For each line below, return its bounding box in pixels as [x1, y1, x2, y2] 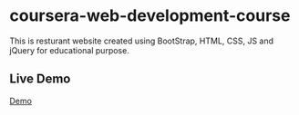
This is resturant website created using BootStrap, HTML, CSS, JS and [9, 35, 274, 46]
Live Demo [9, 72, 71, 87]
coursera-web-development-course [9, 5, 291, 26]
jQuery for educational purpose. [9, 44, 129, 55]
